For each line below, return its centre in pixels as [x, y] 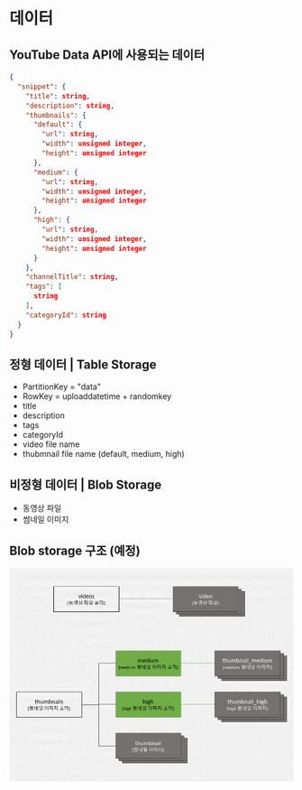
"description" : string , [70, 106]
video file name [51, 444]
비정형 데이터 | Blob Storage [86, 484]
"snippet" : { [42, 87]
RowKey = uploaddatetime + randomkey [97, 396]
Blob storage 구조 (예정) [75, 550]
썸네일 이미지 [46, 519]
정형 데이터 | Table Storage [83, 364]
